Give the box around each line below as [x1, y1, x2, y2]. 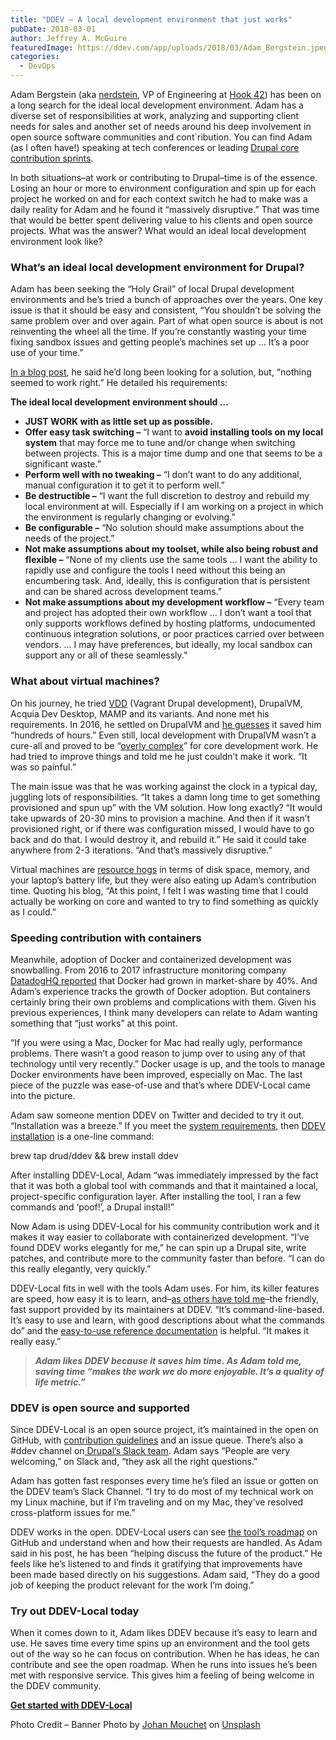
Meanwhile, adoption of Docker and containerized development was [10, 953, 292, 965]
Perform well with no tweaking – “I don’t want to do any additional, [24, 469, 302, 481]
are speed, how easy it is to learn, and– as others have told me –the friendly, [10, 1292, 320, 1305]
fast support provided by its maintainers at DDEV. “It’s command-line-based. [10, 1303, 325, 1315]
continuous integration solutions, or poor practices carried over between [24, 628, 325, 640]
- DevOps [19, 61, 56, 71]
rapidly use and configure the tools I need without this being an [24, 564, 286, 576]
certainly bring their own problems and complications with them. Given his [10, 996, 317, 1008]
